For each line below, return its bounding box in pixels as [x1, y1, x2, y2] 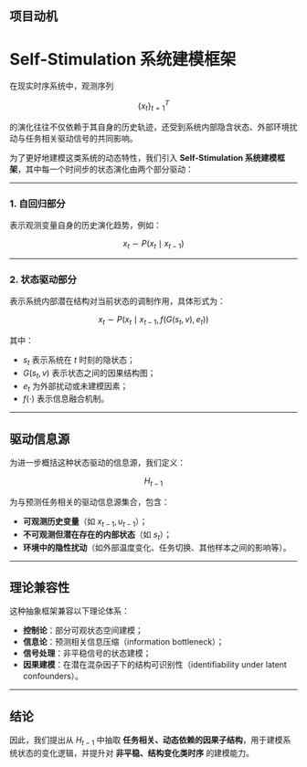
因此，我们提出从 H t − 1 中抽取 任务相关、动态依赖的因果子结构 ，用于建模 [9, 734, 283, 747]
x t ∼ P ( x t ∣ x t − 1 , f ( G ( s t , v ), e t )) [98, 314, 209, 327]
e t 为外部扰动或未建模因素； [22, 380, 129, 394]
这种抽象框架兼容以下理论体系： [9, 605, 130, 616]
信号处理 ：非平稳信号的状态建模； [22, 647, 152, 659]
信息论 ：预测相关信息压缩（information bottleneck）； [22, 636, 225, 647]
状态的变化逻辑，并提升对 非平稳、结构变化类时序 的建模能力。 [16, 747, 254, 758]
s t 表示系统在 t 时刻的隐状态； [22, 354, 135, 367]
